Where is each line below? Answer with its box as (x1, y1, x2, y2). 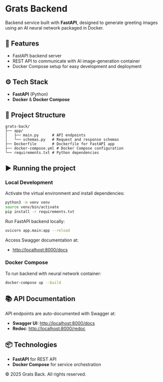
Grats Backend (5, 3, 68, 14)
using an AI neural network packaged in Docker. (5, 24, 104, 30)
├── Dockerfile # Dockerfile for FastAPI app (5, 141, 115, 146)
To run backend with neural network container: (5, 270, 101, 276)
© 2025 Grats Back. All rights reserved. (5, 371, 86, 377)
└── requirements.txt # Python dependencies (5, 150, 99, 155)
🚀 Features (5, 39, 39, 48)
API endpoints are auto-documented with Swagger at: (5, 310, 116, 316)
